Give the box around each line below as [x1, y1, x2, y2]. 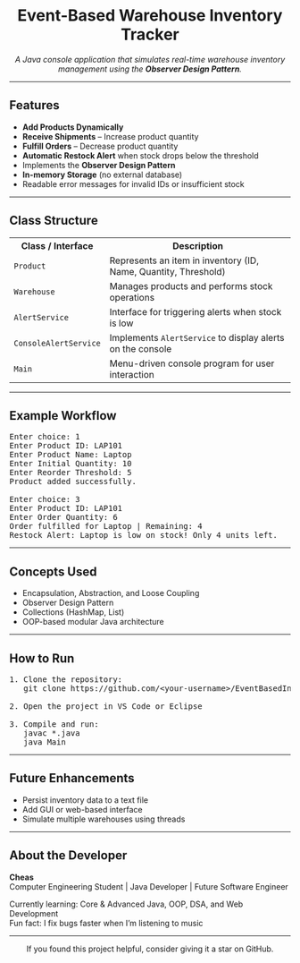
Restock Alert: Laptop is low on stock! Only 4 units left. [9, 530, 279, 541]
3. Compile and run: [9, 720, 100, 729]
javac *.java [23, 729, 80, 738]
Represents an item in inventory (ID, [109, 254, 259, 267]
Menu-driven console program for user [109, 357, 275, 370]
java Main [23, 737, 67, 747]
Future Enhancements [9, 771, 136, 786]
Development [9, 908, 59, 918]
